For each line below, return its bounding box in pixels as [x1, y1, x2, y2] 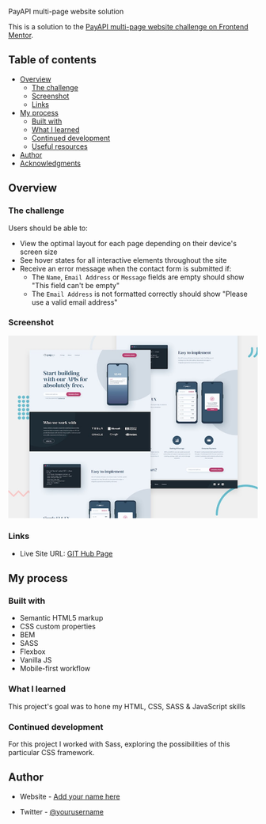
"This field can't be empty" [31, 280, 120, 290]
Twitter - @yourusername [19, 807, 104, 816]
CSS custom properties [19, 621, 97, 632]
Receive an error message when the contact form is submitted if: [19, 264, 232, 273]
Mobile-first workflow [19, 664, 91, 674]
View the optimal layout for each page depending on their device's [19, 238, 237, 248]
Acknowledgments [19, 158, 82, 168]
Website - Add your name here [19, 792, 120, 801]
